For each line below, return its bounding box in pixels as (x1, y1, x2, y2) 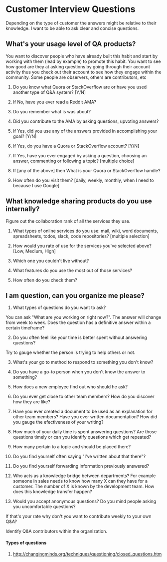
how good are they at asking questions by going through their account (5, 63, 150, 69)
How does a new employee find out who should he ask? (12, 384, 128, 390)
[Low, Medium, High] (12, 248, 56, 254)
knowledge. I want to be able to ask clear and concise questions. (5, 25, 139, 31)
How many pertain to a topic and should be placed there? (12, 444, 131, 450)
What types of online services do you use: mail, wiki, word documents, (12, 228, 159, 234)
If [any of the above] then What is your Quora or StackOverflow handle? (12, 167, 161, 173)
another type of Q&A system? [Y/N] (12, 89, 86, 95)
